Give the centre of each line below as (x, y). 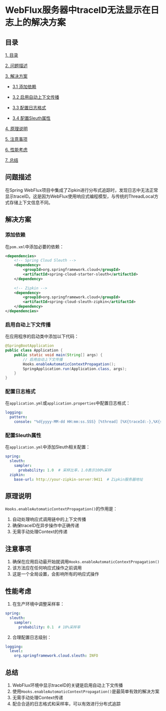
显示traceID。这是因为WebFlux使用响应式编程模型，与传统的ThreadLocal (80, 196)
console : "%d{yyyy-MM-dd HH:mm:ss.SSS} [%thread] (66, 422)
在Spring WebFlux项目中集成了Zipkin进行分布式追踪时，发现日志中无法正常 (82, 190)
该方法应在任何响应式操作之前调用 (47, 568)
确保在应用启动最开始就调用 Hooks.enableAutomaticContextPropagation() (86, 562)
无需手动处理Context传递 (38, 698)
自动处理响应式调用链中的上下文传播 (49, 519)
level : (16, 651)
